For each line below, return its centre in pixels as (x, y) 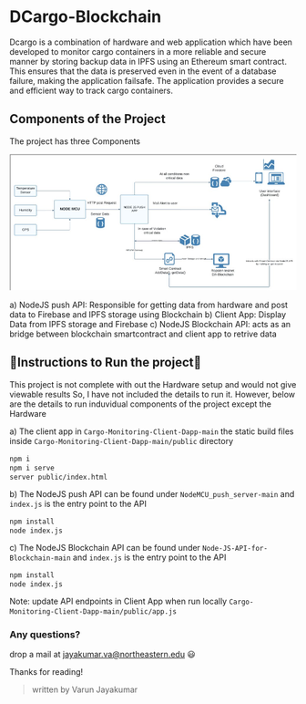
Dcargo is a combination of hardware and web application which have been (151, 42)
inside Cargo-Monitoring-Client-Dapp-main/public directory (122, 440)
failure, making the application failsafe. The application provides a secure (147, 80)
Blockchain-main (40, 558)
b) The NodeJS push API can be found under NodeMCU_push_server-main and (152, 493)
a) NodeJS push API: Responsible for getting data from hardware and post (149, 305)
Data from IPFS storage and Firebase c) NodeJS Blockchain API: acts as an (150, 324)
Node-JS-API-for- (235, 548)
